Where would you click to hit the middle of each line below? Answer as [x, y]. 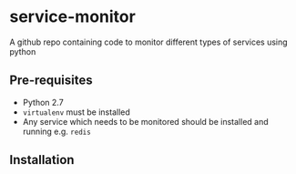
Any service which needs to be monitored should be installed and [145, 121]
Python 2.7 [43, 102]
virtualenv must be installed [76, 112]
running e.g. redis [56, 131]
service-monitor [73, 17]
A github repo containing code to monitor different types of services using [149, 42]
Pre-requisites [51, 81]
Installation [42, 160]
